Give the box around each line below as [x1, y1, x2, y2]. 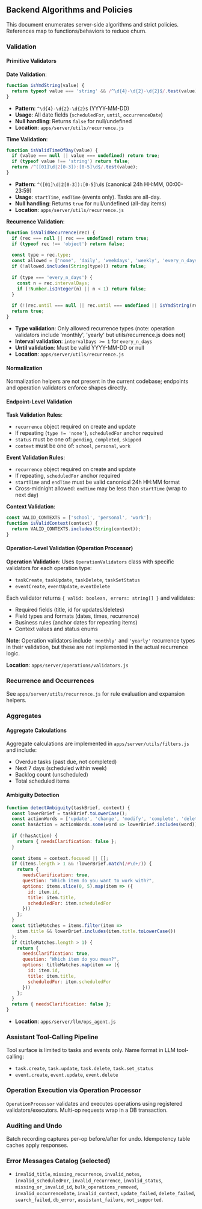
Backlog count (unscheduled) [14, 771, 88, 778]
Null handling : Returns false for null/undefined [14, 117, 132, 124]
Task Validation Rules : [6, 411, 63, 418]
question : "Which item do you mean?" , [22, 957, 120, 963]
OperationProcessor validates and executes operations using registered [6, 1100, 183, 1107]
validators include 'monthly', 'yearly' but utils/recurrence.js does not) [14, 331, 186, 338]
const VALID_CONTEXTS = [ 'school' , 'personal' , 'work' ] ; [6, 515, 152, 521]
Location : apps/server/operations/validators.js [6, 661, 129, 669]
